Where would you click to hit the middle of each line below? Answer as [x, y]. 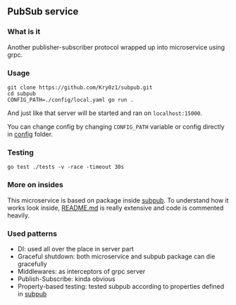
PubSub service [43, 12]
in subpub [32, 294]
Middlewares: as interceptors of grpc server [81, 271]
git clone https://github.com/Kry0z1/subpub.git [80, 88]
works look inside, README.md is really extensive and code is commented [116, 208]
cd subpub [22, 94]
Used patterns [32, 234]
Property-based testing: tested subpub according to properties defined [120, 286]
